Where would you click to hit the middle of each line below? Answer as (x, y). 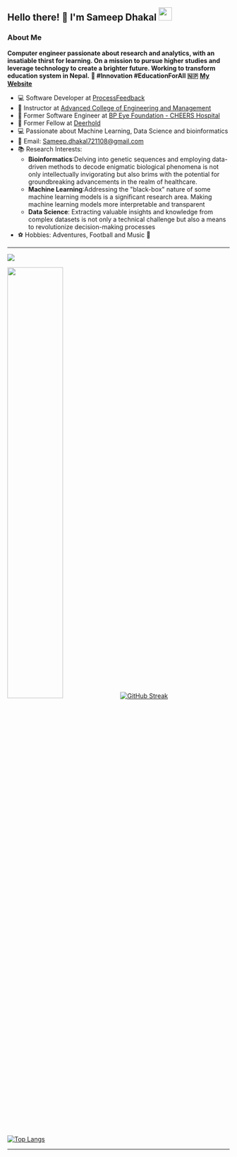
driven (37, 166)
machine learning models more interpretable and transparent (116, 204)
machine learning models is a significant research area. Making (120, 197)
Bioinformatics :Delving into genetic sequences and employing (119, 159)
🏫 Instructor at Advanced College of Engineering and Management (114, 107)
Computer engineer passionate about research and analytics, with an (111, 53)
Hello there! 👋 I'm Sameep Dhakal (82, 17)
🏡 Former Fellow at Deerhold (59, 123)
